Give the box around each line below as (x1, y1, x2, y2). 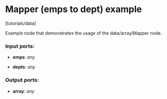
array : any (12, 88, 35, 94)
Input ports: (5, 42, 35, 49)
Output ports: (5, 77, 39, 84)
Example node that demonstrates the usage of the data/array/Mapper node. (5, 30, 162, 36)
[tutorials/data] (5, 20, 36, 26)
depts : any (12, 64, 36, 70)
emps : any (12, 54, 35, 60)
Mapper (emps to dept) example (5, 4, 142, 15)
